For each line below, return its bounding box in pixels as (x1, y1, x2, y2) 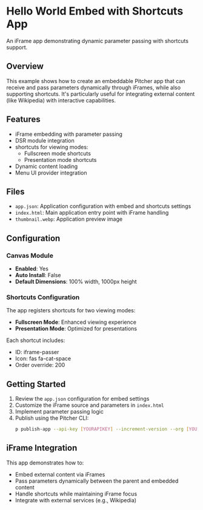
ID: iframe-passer (15, 349, 59, 356)
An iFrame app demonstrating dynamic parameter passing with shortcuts (6, 37, 189, 44)
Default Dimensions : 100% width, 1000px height (15, 278, 138, 286)
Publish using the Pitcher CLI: (15, 414, 89, 422)
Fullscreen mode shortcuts (24, 150, 91, 157)
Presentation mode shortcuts (24, 156, 97, 163)
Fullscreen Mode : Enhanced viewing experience (15, 318, 136, 326)
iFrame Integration (6, 443, 78, 453)
